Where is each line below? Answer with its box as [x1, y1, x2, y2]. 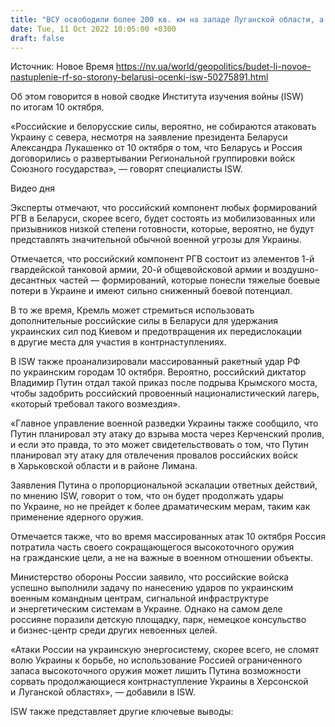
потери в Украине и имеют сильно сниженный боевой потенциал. [10, 285, 293, 297]
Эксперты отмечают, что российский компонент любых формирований [10, 202, 318, 214]
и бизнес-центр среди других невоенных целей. [10, 624, 218, 636]
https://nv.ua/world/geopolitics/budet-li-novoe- [115, 61, 312, 73]
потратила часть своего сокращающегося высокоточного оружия [10, 541, 295, 553]
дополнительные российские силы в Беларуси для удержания [10, 315, 278, 327]
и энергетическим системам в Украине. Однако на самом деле [10, 603, 283, 615]
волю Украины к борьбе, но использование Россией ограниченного [10, 654, 303, 666]
